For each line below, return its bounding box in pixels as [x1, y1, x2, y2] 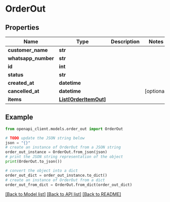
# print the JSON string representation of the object [5, 155, 123, 160]
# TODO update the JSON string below [5, 135, 85, 140]
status [8, 71, 24, 78]
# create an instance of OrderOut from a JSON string [5, 145, 121, 150]
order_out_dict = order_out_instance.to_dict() [5, 173, 108, 178]
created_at [8, 79, 34, 86]
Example [5, 113, 33, 122]
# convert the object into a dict [5, 168, 78, 173]
